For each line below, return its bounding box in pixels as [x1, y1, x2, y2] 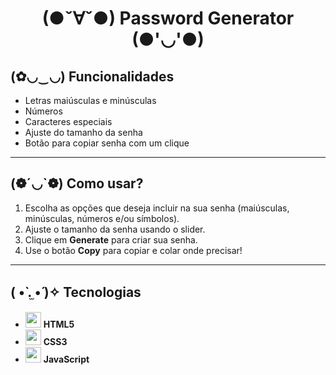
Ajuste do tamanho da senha [24, 127, 143, 138]
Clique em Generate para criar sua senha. [24, 233, 198, 246]
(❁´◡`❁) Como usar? [10, 175, 144, 192]
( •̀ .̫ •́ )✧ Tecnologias [10, 284, 142, 301]
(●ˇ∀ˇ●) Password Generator [41, 7, 295, 30]
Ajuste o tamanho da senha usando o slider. [24, 223, 206, 235]
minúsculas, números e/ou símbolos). [24, 212, 180, 224]
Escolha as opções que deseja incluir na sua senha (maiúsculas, [24, 202, 290, 214]
